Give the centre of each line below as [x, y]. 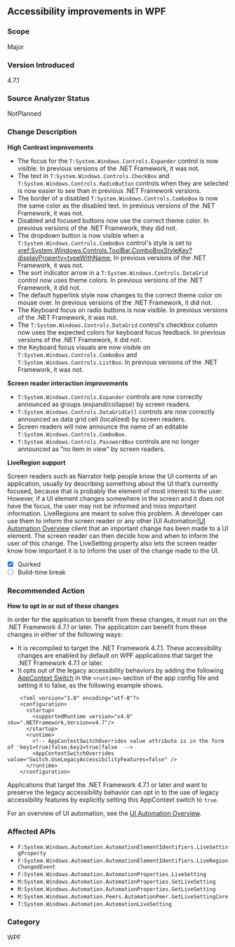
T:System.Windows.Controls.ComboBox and [77, 354]
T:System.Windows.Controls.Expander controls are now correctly [110, 396]
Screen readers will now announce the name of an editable [102, 427]
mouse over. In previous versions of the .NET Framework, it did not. [115, 302]
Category [24, 922]
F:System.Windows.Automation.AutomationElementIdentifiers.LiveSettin [123, 847]
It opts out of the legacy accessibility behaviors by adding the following [120, 670]
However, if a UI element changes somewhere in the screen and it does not [116, 498]
